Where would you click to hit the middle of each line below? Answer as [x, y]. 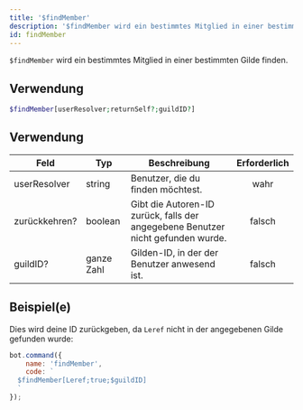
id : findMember [38, 34]
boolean [103, 220]
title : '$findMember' [50, 18]
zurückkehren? [46, 220]
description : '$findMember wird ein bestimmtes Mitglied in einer [137, 26]
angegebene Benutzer [178, 227]
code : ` [40, 372]
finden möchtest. [166, 189]
